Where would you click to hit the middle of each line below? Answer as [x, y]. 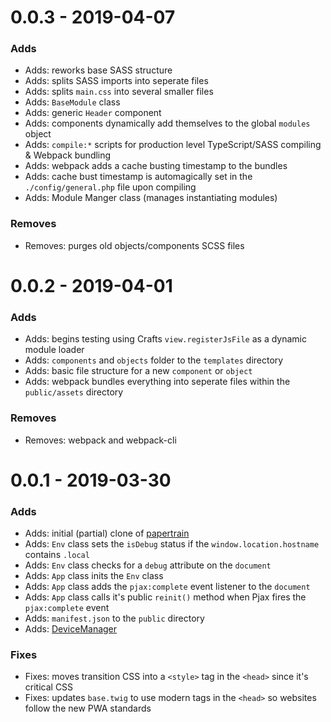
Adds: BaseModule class [72, 102]
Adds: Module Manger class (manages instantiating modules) [151, 198]
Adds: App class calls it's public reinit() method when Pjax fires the [165, 597]
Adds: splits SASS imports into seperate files [116, 81]
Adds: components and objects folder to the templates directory [154, 360]
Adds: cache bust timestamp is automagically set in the [138, 177]
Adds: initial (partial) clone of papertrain [107, 533]
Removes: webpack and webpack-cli [100, 440]
